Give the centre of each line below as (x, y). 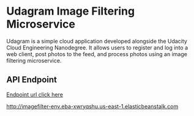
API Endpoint (32, 80)
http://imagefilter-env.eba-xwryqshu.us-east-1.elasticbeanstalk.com (92, 106)
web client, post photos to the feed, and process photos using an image (97, 54)
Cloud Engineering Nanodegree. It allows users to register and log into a (97, 48)
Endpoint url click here (35, 94)
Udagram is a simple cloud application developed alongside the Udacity (97, 41)
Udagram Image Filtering (71, 11)
